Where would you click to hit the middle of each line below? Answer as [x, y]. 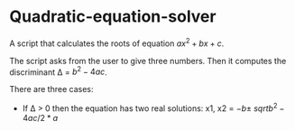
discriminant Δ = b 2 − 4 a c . [59, 71]
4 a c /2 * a [40, 117]
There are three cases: [51, 89]
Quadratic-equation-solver [113, 17]
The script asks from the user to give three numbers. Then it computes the [148, 61]
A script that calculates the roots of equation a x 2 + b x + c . [117, 42]
